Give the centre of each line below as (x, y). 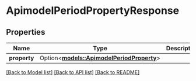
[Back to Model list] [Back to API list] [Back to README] (73, 72)
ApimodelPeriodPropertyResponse (93, 11)
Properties (26, 32)
